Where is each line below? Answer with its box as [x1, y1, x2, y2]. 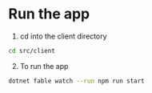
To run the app [19, 61, 69, 71]
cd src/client [8, 46, 56, 55]
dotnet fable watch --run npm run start [8, 77, 146, 85]
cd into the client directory [19, 31, 107, 41]
